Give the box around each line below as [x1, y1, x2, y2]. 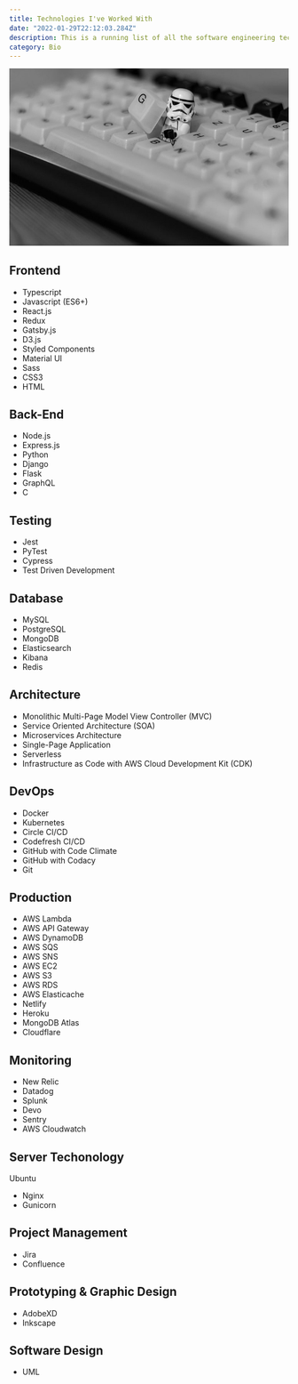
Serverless [21, 748, 62, 760]
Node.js [21, 430, 51, 441]
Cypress [21, 556, 53, 567]
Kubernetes [21, 817, 65, 827]
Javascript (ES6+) [21, 296, 89, 307]
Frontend [9, 263, 61, 278]
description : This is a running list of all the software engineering [9, 33, 276, 42]
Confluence [21, 1259, 66, 1269]
